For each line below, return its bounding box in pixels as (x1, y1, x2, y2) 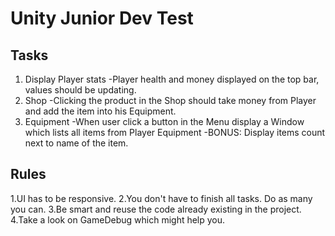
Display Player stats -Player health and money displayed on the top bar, (24, 73, 320, 85)
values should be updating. (24, 84, 137, 96)
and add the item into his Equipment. (24, 105, 177, 117)
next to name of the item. (24, 137, 129, 149)
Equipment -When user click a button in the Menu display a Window (24, 116, 305, 127)
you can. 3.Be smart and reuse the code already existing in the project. (10, 203, 302, 215)
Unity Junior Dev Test (10, 7, 194, 30)
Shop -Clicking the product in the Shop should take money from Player (24, 95, 317, 106)
